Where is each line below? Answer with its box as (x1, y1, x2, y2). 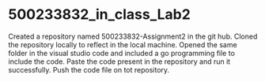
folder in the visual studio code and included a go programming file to (8, 48, 236, 58)
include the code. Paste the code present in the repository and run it (8, 57, 231, 66)
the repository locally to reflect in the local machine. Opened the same (8, 39, 237, 49)
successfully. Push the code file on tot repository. (8, 65, 170, 74)
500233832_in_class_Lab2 (8, 6, 191, 24)
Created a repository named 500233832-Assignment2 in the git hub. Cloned (8, 32, 258, 41)
